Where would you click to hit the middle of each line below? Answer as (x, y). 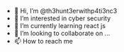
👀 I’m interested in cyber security (62, 18)
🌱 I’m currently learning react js (60, 26)
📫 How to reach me (43, 41)
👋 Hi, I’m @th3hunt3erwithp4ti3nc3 (66, 11)
